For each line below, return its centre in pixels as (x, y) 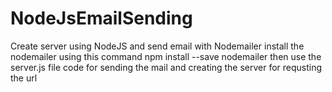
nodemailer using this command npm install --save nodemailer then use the (166, 56)
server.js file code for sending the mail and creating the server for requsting (166, 67)
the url (24, 78)
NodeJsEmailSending (101, 18)
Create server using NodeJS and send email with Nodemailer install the (157, 46)
